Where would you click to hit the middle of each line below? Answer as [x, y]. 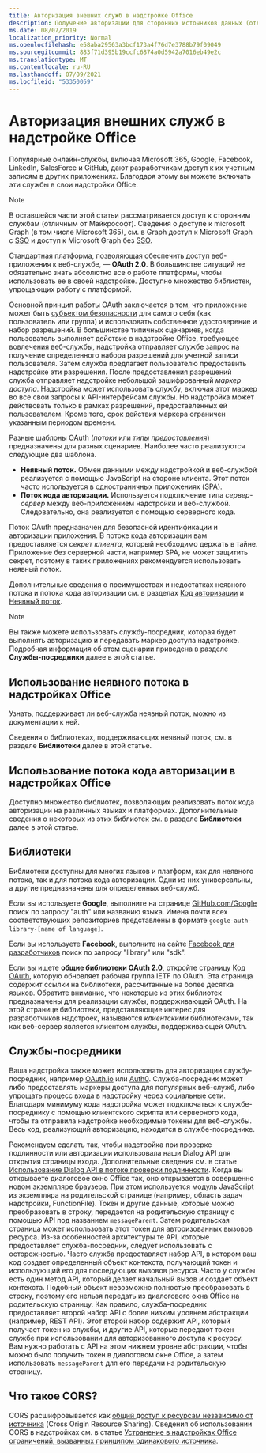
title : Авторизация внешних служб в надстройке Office [101, 15]
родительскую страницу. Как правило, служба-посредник [108, 1304]
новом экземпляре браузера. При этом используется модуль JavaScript [131, 1186]
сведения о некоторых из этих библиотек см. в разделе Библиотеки [125, 819]
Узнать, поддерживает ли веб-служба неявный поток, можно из [118, 713]
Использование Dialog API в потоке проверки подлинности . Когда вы [126, 1169]
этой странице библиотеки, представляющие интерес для [107, 1009]
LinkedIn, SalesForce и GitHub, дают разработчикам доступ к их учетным [132, 168]
